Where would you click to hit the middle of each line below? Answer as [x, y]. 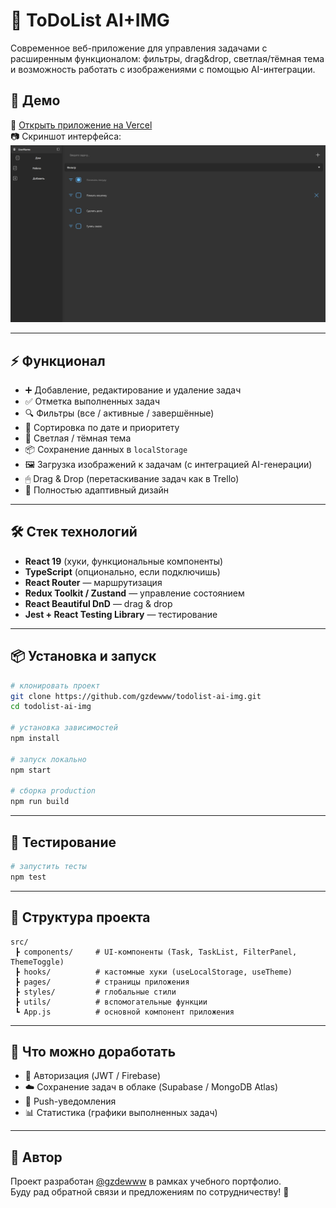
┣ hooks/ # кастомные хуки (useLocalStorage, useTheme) [153, 972]
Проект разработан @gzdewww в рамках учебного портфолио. [146, 1181]
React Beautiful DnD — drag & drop [98, 603]
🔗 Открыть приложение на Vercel [81, 125]
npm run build [40, 802]
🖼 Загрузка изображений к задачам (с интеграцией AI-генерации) [168, 465]
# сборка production [53, 791]
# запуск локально [48, 759]
